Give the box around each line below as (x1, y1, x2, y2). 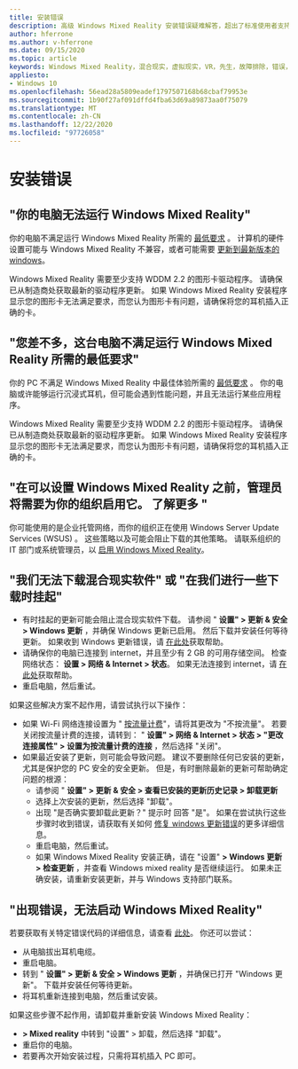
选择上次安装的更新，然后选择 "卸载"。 (35, 796, 177, 807)
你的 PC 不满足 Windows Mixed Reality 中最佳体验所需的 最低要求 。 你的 (9, 377, 277, 388)
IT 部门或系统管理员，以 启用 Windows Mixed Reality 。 (9, 544, 210, 554)
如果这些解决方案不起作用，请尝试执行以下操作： (9, 700, 188, 711)
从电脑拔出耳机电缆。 (21, 947, 100, 957)
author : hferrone (9, 29, 74, 38)
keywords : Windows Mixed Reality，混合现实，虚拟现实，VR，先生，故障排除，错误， (9, 63, 293, 72)
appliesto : (9, 71, 50, 80)
